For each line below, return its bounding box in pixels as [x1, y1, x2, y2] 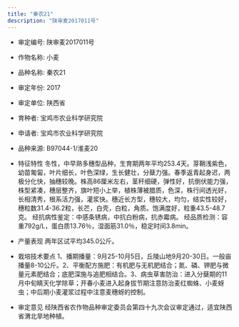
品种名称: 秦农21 [17, 68, 66, 76]
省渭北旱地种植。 [17, 311, 68, 320]
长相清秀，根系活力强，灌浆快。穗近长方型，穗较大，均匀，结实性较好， [17, 194, 230, 203]
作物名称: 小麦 [17, 53, 59, 61]
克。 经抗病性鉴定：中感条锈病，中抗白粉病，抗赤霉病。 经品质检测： [17, 212, 222, 221]
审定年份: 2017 [17, 83, 61, 91]
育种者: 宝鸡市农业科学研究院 [17, 114, 103, 122]
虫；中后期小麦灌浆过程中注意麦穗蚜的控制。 [17, 287, 150, 296]
